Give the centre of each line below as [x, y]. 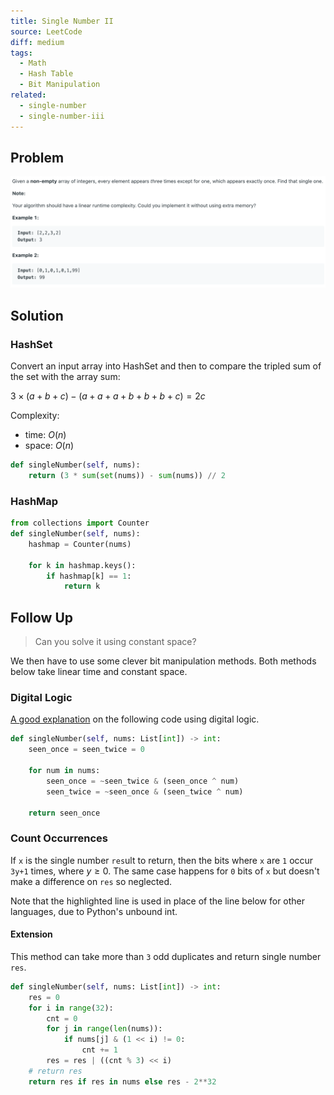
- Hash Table [46, 74]
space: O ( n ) [49, 446]
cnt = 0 [62, 1018]
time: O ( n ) [45, 435]
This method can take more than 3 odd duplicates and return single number [166, 956]
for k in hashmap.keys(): [82, 565]
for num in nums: [64, 771]
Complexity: [35, 416]
